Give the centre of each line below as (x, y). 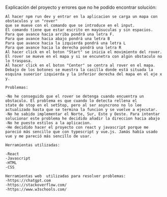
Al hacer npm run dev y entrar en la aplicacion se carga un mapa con (81, 17)
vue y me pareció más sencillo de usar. (49, 136)
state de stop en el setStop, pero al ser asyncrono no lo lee (74, 105)
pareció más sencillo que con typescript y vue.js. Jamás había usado (81, 132)
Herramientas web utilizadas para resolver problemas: (65, 176)
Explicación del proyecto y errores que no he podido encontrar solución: (81, 7)
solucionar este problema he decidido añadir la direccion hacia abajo (82, 119)
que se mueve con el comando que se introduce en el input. (70, 25)
